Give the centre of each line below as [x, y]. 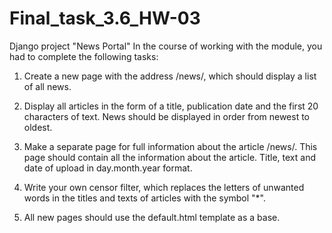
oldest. [38, 127]
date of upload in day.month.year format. [108, 168]
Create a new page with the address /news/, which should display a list [170, 76]
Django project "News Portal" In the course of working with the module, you [166, 46]
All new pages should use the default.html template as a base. [152, 217]
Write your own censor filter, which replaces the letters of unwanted [164, 187]
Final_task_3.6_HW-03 [105, 18]
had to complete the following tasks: [84, 56]
